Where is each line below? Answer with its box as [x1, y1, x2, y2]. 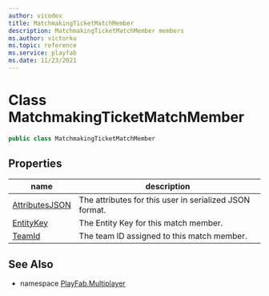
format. [78, 204, 106, 215]
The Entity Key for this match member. [78, 217, 223, 229]
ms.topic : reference [8, 42, 78, 50]
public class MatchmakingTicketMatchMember [8, 134, 156, 143]
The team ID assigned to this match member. [78, 230, 247, 241]
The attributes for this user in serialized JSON [78, 194, 251, 205]
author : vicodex [8, 11, 62, 20]
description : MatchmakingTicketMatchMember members [8, 26, 184, 34]
